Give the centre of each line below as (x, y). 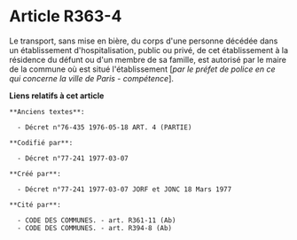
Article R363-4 (66, 16)
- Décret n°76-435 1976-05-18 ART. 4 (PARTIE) (105, 127)
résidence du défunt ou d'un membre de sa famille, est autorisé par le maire (148, 59)
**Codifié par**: (41, 143)
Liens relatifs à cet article (57, 96)
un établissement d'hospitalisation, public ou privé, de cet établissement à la (149, 50)
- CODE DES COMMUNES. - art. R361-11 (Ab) (97, 220)
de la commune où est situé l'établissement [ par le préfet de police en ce (143, 69)
